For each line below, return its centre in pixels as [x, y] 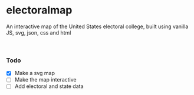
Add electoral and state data [49, 86]
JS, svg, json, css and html [39, 32]
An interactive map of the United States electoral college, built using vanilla [97, 26]
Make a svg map [34, 73]
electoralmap [39, 10]
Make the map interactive [45, 80]
